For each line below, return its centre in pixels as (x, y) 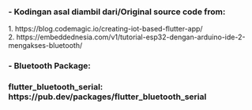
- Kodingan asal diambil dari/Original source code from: (117, 12)
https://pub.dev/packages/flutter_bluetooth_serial (107, 97)
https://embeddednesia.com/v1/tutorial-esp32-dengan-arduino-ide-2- (131, 37)
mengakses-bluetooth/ (45, 46)
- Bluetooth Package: (49, 66)
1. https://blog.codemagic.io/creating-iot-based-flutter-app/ (105, 29)
